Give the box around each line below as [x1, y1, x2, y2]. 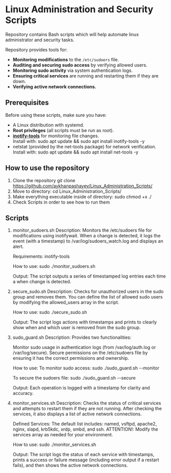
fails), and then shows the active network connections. [12, 462, 128, 468]
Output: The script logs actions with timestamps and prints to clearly [12, 319, 157, 325]
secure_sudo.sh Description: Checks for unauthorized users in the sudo [12, 288, 164, 294]
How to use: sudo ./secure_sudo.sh [12, 309, 87, 315]
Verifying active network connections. [12, 83, 96, 90]
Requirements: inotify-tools [12, 254, 70, 260]
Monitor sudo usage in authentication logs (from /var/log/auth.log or [12, 344, 156, 351]
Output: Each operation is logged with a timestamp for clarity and [12, 385, 150, 391]
